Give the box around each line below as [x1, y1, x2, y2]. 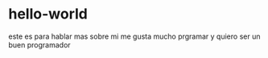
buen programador [8, 39, 71, 49]
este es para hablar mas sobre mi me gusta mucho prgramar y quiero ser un [8, 31, 261, 41]
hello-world [8, 5, 89, 23]
